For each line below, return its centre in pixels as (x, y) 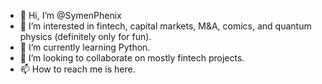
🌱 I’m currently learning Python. (85, 47)
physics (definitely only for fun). (85, 36)
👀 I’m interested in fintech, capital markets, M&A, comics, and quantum (165, 26)
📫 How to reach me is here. (77, 69)
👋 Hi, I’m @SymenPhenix (70, 15)
